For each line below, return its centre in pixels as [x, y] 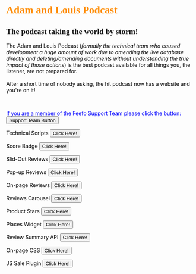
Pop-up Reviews [26, 172]
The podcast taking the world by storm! [72, 31]
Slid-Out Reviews [27, 159]
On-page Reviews [28, 185]
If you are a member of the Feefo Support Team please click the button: [94, 113]
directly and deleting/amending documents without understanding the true [97, 58]
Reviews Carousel [28, 198]
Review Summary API [32, 237]
